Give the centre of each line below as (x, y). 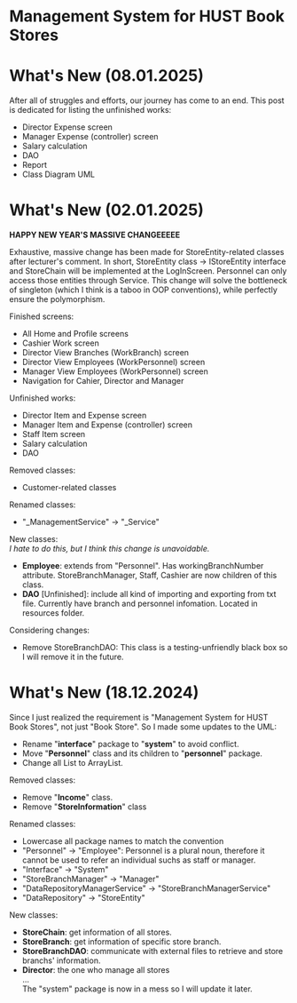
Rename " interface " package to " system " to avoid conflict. (130, 744)
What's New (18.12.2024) (104, 693)
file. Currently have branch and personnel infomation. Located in (140, 604)
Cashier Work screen (60, 343)
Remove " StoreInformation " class (84, 807)
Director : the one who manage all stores (96, 970)
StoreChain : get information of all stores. (97, 932)
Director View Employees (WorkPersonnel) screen (113, 362)
